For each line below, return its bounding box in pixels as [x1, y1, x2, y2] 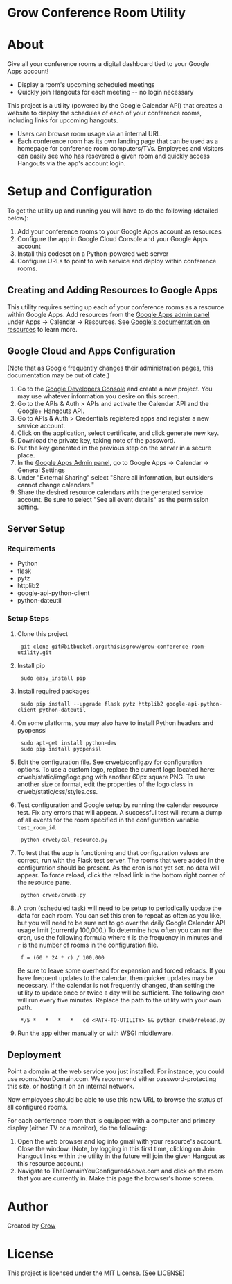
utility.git [17, 649, 52, 656]
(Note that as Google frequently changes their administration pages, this [7, 364, 213, 372]
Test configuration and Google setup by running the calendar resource [17, 801, 219, 809]
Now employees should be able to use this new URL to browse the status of [7, 1096, 223, 1104]
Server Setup [7, 523, 66, 535]
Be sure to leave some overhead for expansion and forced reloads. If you [17, 966, 226, 975]
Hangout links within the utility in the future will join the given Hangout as [17, 1152, 226, 1160]
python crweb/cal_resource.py [20, 836, 108, 843]
